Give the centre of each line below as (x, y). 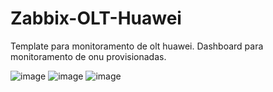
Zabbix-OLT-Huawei (96, 18)
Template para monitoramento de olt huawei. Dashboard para (137, 46)
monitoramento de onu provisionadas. (88, 56)
